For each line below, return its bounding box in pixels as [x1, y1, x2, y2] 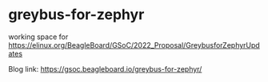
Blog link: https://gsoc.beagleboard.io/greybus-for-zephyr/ [8, 64, 202, 73]
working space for [8, 32, 69, 41]
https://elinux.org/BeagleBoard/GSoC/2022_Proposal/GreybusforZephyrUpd [8, 40, 260, 49]
